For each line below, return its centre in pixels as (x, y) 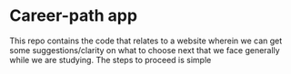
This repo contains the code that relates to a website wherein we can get (146, 41)
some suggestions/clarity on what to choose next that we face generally (145, 50)
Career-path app (74, 16)
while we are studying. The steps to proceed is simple (110, 60)
